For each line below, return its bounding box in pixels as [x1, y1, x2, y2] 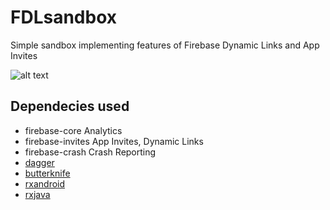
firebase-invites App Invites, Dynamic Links [24, 135, 204, 147]
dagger [24, 156, 55, 168]
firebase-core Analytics [24, 124, 123, 136]
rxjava [24, 188, 51, 200]
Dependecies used [10, 98, 130, 115]
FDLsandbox [10, 6, 118, 29]
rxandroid [24, 177, 66, 190]
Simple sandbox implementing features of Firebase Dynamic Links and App [10, 39, 320, 51]
